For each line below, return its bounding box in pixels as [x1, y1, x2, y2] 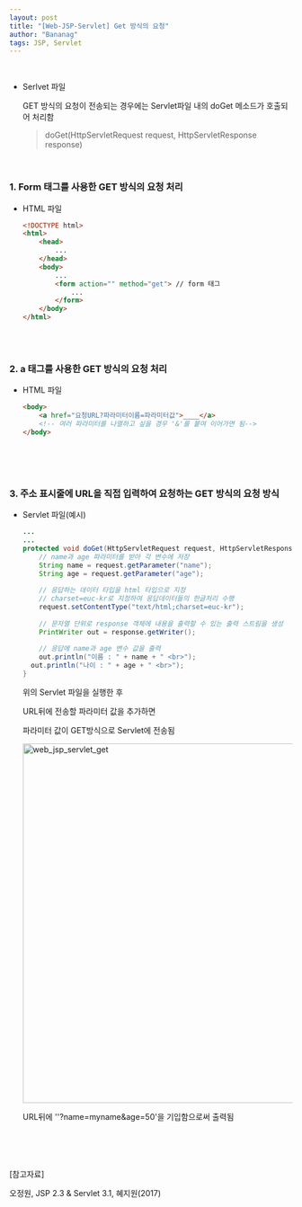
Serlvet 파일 [22, 82, 66, 93]
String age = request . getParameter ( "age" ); [39, 569, 205, 578]
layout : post [9, 13, 58, 22]
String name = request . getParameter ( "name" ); [39, 561, 213, 570]
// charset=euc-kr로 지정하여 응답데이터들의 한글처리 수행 [39, 594, 235, 603]
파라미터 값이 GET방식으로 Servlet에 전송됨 [22, 724, 175, 735]
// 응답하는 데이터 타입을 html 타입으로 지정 [39, 586, 186, 595]
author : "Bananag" [9, 30, 78, 39]
